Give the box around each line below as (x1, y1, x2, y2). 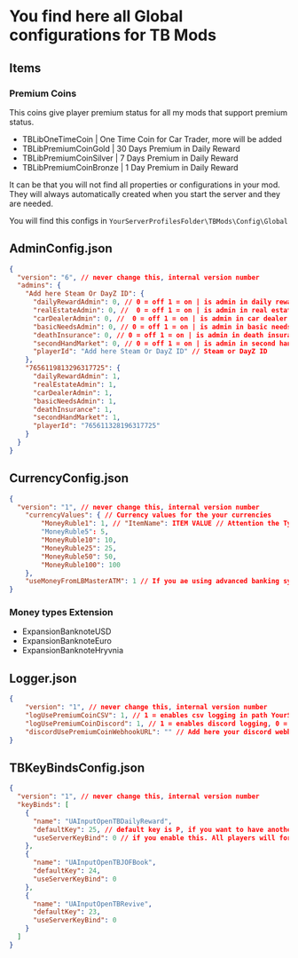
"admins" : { (17, 281, 62, 290)
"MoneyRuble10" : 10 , (41, 535, 117, 544)
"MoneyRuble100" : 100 (41, 560, 122, 569)
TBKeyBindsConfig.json (9, 760, 145, 775)
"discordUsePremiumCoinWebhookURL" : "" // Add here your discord (25, 727, 272, 736)
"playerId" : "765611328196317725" (32, 422, 161, 431)
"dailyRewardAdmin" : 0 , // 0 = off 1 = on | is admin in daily (32, 297, 272, 307)
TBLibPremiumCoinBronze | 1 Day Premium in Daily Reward (21, 162, 239, 172)
